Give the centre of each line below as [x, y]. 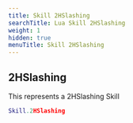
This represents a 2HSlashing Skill [64, 96]
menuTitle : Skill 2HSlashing [56, 45]
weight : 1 [25, 30]
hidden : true [30, 38]
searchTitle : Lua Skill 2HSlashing [67, 23]
